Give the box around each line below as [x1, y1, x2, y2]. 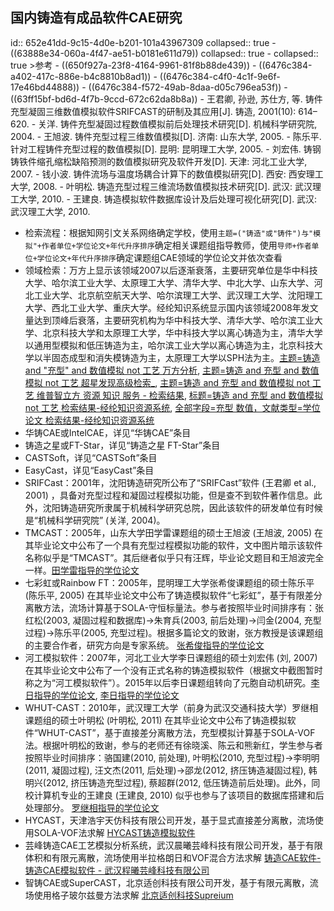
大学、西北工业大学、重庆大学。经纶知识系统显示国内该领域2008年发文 [24, 301, 319, 313]
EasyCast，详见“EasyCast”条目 [24, 464, 155, 476]
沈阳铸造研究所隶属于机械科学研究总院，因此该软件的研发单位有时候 [42, 501, 323, 513]
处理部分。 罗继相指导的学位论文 [24, 801, 160, 813]
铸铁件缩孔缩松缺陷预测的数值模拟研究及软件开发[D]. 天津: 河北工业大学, [10, 155, 308, 167]
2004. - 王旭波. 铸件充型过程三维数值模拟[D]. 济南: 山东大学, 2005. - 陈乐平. [10, 130, 322, 142]
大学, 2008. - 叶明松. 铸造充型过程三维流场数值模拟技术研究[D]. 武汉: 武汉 [10, 180, 313, 192]
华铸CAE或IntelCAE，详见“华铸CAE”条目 [24, 426, 192, 438]
